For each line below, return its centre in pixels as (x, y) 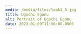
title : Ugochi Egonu (27, 14)
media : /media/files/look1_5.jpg (41, 10)
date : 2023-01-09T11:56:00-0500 (39, 24)
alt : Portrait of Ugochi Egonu (38, 19)
